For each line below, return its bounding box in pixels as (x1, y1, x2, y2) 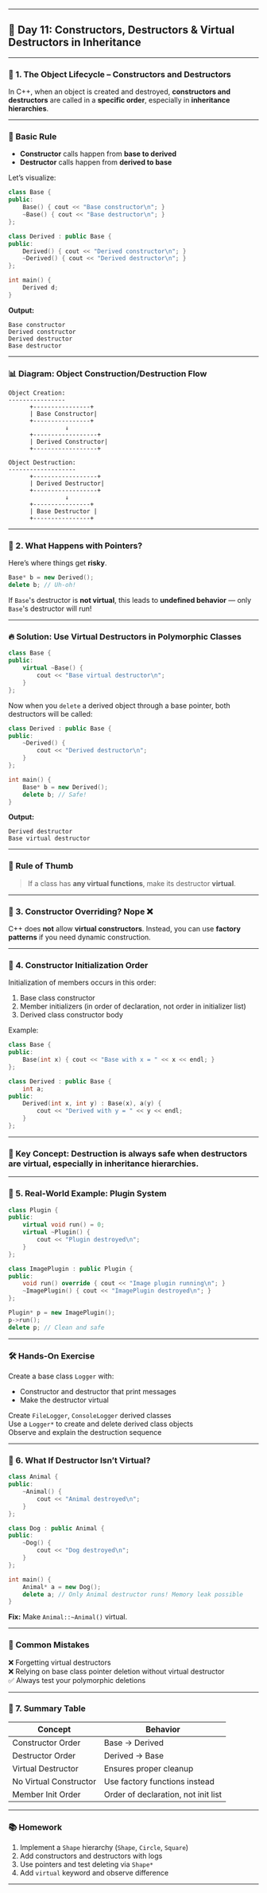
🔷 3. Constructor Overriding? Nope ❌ (8, 906, 153, 917)
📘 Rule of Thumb (8, 861, 74, 872)
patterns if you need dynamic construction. (8, 932, 151, 943)
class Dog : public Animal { (8, 1524, 105, 1532)
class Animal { (8, 1473, 59, 1481)
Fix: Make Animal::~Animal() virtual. (8, 1612, 128, 1622)
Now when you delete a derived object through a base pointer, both (8, 701, 230, 710)
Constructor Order (12, 1737, 81, 1748)
